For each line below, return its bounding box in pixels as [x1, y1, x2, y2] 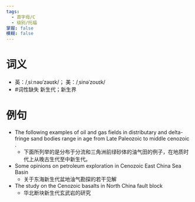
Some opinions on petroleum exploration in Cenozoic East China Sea [14, 162, 181, 169]
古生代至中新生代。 [44, 156, 91, 162]
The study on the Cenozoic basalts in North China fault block [14, 183, 163, 189]
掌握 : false [6, 25, 34, 31]
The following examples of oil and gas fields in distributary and [14, 129, 167, 136]
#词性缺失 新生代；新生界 [14, 86, 77, 93]
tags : [6, 8, 19, 15]
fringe [14, 135, 29, 142]
